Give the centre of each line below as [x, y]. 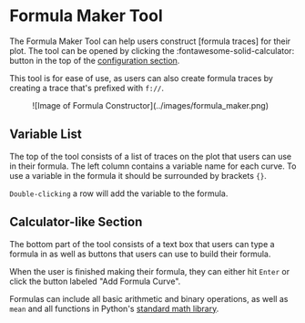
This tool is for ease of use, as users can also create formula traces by [141, 78]
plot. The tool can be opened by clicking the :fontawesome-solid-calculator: [152, 50]
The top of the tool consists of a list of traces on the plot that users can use [151, 156]
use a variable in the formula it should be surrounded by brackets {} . [138, 175]
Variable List [46, 135]
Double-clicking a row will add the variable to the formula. [119, 193]
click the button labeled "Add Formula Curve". [95, 281]
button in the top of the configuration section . [95, 60]
